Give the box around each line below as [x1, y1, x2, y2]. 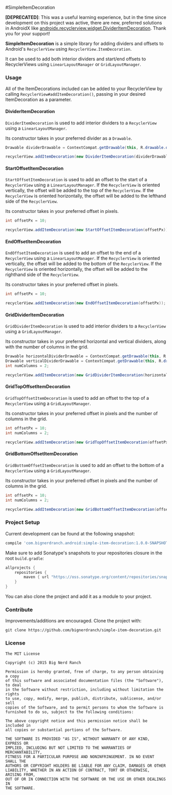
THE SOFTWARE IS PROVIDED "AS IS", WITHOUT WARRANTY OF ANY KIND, [5, 736, 150, 741]
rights [5, 691, 19, 697]
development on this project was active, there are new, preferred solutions [5, 20, 162, 26]
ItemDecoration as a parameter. [5, 97, 72, 103]
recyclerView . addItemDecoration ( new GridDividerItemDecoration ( [5, 372, 145, 378]
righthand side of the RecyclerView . [5, 271, 80, 278]
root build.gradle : [5, 555, 45, 561]
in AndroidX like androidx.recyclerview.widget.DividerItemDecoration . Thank [5, 25, 166, 31]
